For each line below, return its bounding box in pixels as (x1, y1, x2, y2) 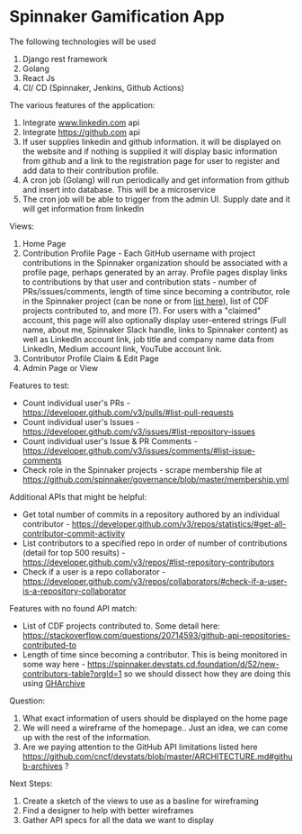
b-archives (22, 760, 63, 771)
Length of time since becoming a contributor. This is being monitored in (22, 648, 288, 659)
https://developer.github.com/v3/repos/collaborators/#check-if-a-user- (22, 576, 288, 586)
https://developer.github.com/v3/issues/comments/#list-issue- (22, 445, 256, 456)
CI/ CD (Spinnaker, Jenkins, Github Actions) (22, 82, 184, 93)
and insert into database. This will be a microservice (22, 184, 216, 195)
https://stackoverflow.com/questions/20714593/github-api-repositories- (22, 630, 290, 640)
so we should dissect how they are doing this (123, 668, 291, 679)
